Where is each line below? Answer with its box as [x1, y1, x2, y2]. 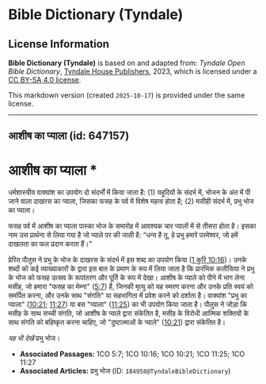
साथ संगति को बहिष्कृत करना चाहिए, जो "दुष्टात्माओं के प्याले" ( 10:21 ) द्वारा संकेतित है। [8, 317, 226, 327]
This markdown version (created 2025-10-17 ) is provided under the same [8, 90, 245, 100]
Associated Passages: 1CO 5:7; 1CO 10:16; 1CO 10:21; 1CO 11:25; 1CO [19, 349, 245, 359]
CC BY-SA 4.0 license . [8, 75, 82, 84]
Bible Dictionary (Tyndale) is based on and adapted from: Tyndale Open [8, 58, 245, 67]
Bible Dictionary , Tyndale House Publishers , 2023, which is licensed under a [8, 67, 257, 76]
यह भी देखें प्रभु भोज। [8, 333, 61, 343]
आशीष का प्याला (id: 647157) [8, 129, 130, 143]
